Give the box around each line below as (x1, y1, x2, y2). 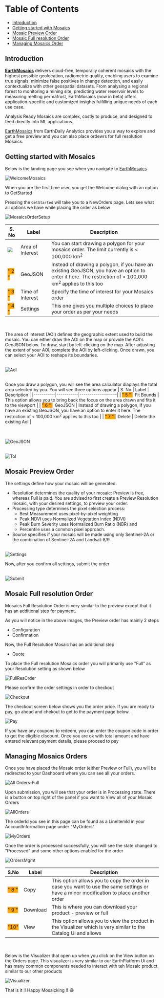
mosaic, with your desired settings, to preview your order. (12, 500, 128, 506)
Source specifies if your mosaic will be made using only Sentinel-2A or (12, 532, 155, 537)
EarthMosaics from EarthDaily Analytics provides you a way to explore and (5, 128, 155, 134)
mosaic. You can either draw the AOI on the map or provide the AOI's (5, 336, 144, 343)
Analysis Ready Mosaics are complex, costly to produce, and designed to (5, 113, 153, 119)
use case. (5, 104, 25, 110)
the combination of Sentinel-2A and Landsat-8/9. (12, 536, 111, 542)
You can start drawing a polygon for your (51, 240, 145, 246)
